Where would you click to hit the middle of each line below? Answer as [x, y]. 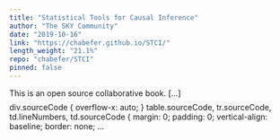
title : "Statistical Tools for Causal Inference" [104, 17]
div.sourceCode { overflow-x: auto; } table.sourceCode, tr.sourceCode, [140, 107]
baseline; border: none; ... [57, 126]
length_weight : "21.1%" [54, 51]
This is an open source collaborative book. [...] [95, 93]
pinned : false [36, 68]
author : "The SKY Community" [64, 26]
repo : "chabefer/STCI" [52, 59]
